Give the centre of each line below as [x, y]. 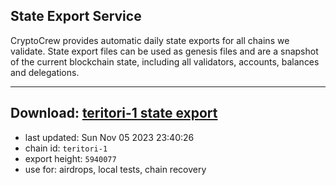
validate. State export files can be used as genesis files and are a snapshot [164, 51]
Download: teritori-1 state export [114, 113]
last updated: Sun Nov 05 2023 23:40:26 [109, 137]
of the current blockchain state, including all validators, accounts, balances [165, 61]
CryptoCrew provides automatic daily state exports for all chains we [150, 40]
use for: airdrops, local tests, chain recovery [115, 169]
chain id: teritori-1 [66, 148]
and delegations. [45, 72]
